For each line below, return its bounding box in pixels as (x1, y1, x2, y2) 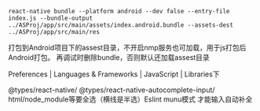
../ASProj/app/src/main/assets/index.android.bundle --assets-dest (8, 21, 234, 29)
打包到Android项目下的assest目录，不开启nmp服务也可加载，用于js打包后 (8, 43, 247, 52)
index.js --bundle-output (8, 14, 93, 22)
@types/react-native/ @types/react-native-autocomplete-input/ (8, 85, 215, 94)
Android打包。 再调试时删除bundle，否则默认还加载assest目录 (8, 53, 210, 62)
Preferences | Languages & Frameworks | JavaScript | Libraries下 (8, 69, 220, 79)
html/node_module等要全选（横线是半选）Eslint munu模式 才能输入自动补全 (8, 94, 253, 104)
